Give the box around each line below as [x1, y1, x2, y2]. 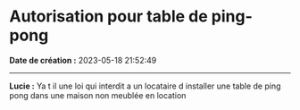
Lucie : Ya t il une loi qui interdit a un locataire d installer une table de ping [9, 80, 281, 91]
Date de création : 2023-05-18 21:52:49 [9, 55, 157, 65]
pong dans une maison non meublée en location [9, 89, 187, 100]
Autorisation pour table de [9, 6, 208, 27]
